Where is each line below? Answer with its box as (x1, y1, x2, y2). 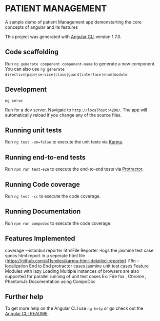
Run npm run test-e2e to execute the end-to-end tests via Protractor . (5, 166, 144, 172)
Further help (5, 293, 44, 301)
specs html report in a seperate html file (5, 252, 85, 259)
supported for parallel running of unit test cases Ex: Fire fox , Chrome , (5, 273, 147, 279)
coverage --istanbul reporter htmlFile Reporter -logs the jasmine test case (5, 247, 154, 253)
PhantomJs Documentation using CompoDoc (5, 279, 96, 284)
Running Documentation (5, 207, 81, 216)
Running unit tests (5, 126, 62, 134)
